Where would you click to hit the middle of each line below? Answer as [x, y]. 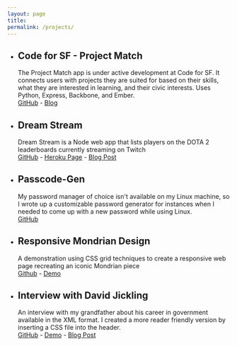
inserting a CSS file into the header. [69, 328]
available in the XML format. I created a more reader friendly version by [122, 320]
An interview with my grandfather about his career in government [113, 313]
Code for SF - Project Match [80, 56]
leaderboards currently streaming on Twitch [82, 150]
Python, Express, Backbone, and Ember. [76, 96]
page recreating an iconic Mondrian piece [79, 265]
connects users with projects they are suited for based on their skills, [118, 80]
